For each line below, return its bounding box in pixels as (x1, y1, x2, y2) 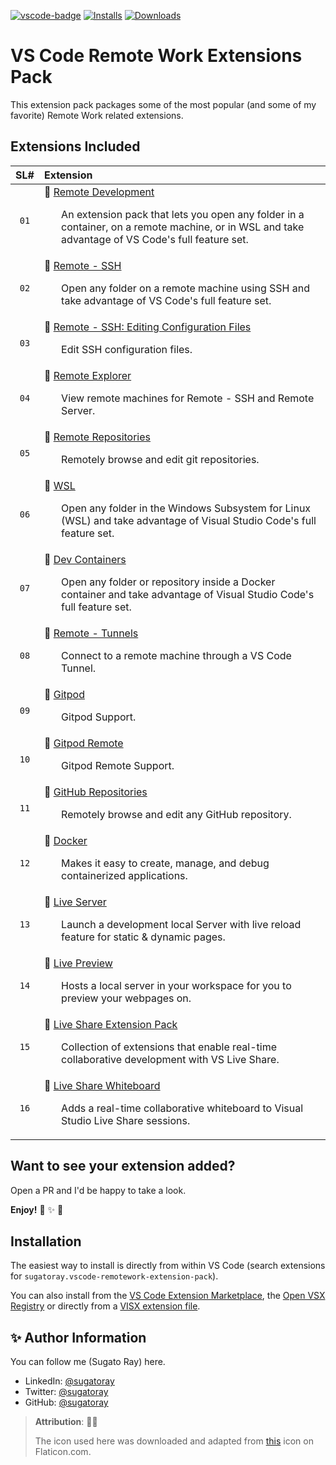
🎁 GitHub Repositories (43, 785, 148, 799)
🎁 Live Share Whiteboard (43, 1078, 161, 1092)
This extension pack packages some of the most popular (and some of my (10, 98, 317, 110)
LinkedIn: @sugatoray (24, 1375, 115, 1387)
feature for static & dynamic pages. (61, 930, 226, 944)
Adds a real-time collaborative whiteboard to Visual (61, 1101, 304, 1115)
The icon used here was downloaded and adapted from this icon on (34, 1435, 314, 1447)
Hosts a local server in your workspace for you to (61, 978, 292, 992)
